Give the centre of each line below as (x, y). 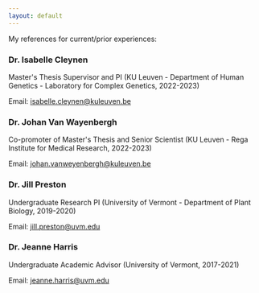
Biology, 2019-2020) (42, 211)
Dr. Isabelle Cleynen (48, 60)
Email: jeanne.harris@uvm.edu (59, 280)
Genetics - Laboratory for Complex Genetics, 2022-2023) (104, 85)
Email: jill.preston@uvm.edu (54, 226)
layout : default (35, 16)
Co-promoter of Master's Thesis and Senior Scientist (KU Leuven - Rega (128, 140)
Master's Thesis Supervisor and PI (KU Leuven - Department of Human (126, 76)
